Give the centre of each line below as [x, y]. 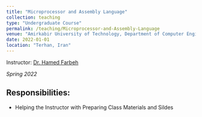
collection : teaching [33, 17]
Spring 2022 [22, 74]
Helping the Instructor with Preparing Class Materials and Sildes [94, 107]
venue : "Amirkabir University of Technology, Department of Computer [95, 34]
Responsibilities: [38, 93]
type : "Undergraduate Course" [44, 23]
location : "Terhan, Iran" [38, 46]
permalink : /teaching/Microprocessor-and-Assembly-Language [83, 28]
